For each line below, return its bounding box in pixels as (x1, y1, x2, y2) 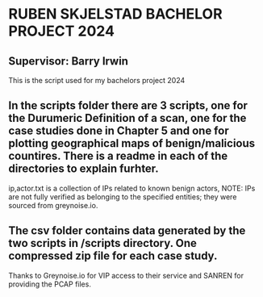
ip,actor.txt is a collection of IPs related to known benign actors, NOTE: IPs (8, 183, 256, 193)
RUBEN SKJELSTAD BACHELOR (8, 5, 223, 23)
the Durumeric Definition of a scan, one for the (8, 111, 247, 125)
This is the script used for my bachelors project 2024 (8, 76, 186, 85)
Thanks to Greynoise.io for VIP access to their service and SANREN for (8, 270, 244, 280)
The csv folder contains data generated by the (8, 224, 246, 238)
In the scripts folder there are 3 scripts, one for (8, 98, 248, 113)
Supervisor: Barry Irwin (8, 54, 129, 68)
